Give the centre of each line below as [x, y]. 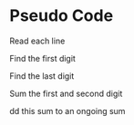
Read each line [37, 41]
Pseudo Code [62, 16]
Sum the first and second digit [66, 93]
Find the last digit [42, 76]
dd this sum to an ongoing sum [67, 111]
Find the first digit [42, 58]
